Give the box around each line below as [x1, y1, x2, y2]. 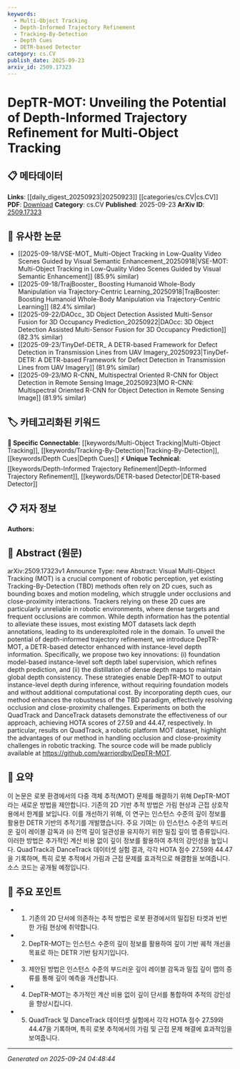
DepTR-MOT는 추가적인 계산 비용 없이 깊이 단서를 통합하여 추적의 [28, 990, 212, 998]
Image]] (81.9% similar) [17, 393, 87, 402]
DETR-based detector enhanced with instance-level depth [30, 642, 202, 651]
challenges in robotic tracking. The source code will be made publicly [7, 741, 212, 750]
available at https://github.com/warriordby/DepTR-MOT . [7, 748, 172, 757]
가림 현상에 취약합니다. [36, 923, 100, 931]
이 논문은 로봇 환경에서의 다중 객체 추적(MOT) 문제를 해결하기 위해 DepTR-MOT [7, 791, 231, 800]
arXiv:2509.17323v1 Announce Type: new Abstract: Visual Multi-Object [7, 566, 216, 575]
